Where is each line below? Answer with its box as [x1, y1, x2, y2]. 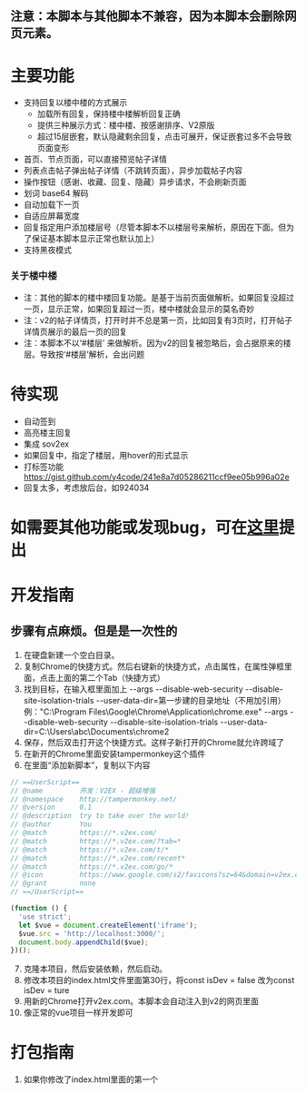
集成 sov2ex [23, 438, 70, 449]
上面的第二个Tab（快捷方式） [54, 672, 166, 683]
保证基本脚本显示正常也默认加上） [31, 233, 160, 244]
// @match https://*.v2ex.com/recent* [10, 853, 185, 862]
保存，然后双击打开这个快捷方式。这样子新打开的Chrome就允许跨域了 [23, 736, 285, 747]
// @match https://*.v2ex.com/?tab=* [10, 836, 182, 846]
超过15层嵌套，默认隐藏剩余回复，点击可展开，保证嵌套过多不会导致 [36, 131, 292, 143]
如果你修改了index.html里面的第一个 [23, 1074, 159, 1085]
